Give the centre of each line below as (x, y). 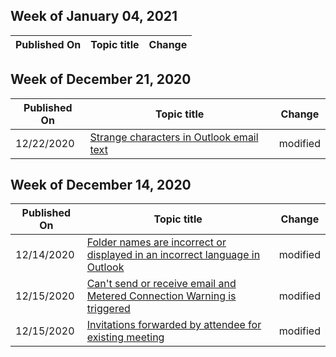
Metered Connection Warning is (161, 296)
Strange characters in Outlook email (174, 137)
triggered (108, 309)
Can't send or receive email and (161, 284)
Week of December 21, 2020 (101, 79)
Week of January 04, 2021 (94, 16)
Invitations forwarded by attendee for (174, 325)
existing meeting (125, 337)
